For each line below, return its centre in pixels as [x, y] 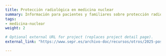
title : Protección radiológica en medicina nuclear [59, 10]
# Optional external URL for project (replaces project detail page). [79, 37]
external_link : [21, 42]
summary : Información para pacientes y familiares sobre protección [77, 14]
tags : [11, 19]
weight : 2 [15, 28]
